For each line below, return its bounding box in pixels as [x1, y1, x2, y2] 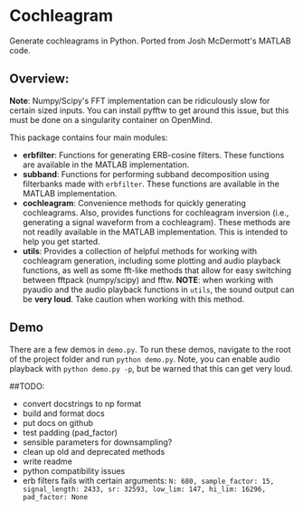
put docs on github [22, 417, 93, 428]
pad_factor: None [22, 492, 89, 502]
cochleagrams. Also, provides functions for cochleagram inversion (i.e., [22, 207, 289, 218]
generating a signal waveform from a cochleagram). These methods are [22, 216, 291, 227]
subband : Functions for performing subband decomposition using [22, 168, 270, 179]
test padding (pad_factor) [22, 427, 118, 438]
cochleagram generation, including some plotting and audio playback [22, 255, 281, 266]
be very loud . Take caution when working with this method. [22, 293, 245, 304]
